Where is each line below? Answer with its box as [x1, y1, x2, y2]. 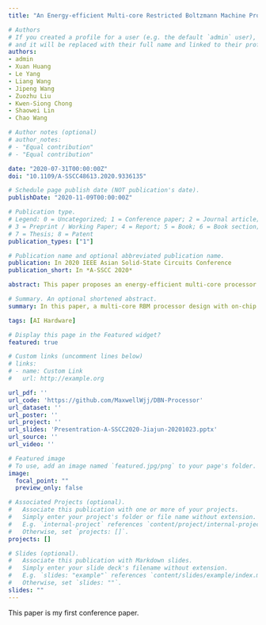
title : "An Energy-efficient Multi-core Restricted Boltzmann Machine [8, 11, 246, 20]
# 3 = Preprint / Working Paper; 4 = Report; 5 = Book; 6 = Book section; [8, 222, 260, 230]
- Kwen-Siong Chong [8, 100, 73, 108]
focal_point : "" [15, 476, 69, 485]
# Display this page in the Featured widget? [8, 331, 161, 339]
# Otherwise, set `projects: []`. [8, 528, 129, 536]
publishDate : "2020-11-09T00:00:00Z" [8, 194, 133, 202]
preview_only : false [15, 484, 83, 492]
